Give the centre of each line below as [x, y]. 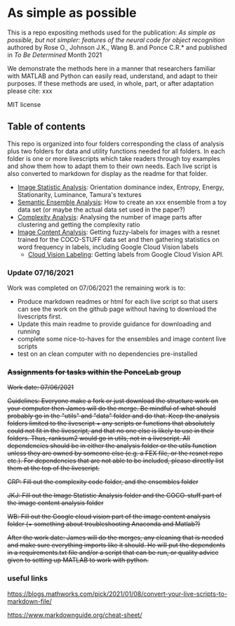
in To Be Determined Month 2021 [55, 55]
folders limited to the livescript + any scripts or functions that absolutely [111, 423]
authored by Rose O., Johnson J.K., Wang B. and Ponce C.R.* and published [117, 47]
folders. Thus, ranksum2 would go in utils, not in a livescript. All [99, 438]
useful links [27, 578]
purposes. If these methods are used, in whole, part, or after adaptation [110, 83]
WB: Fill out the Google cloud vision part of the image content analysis [109, 517]
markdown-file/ [30, 601]
